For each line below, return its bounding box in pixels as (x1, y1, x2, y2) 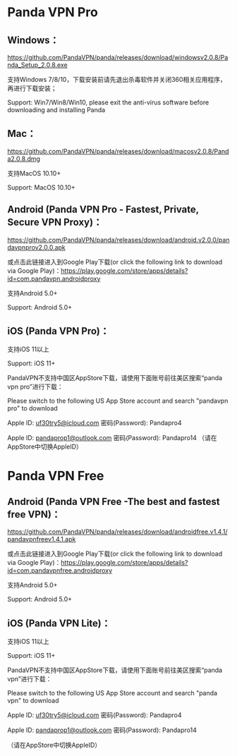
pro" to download (7, 404, 58, 413)
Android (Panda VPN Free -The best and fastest (7, 496, 220, 508)
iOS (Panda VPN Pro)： (7, 325, 109, 337)
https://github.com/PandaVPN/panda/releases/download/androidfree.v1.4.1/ (7, 528, 228, 536)
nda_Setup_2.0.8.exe (7, 61, 68, 69)
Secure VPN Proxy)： (7, 217, 103, 228)
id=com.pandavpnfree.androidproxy (7, 566, 113, 575)
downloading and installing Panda (7, 106, 106, 114)
